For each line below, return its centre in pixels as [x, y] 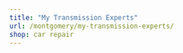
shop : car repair [42, 34]
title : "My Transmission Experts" [74, 18]
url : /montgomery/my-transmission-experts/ [92, 26]
